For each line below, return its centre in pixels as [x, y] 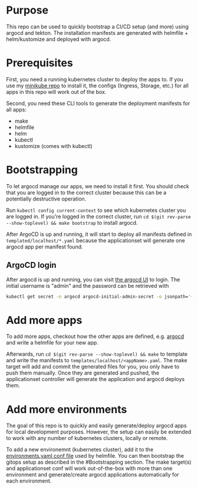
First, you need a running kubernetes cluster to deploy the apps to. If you [95, 79]
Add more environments [67, 409]
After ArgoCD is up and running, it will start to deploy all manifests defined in [99, 234]
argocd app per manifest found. [45, 247]
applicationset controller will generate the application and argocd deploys [95, 379]
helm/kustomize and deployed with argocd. [59, 39]
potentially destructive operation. [46, 199]
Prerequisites [40, 63]
